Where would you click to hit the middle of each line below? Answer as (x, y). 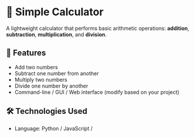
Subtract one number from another (57, 73)
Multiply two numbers (41, 79)
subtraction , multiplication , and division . (57, 34)
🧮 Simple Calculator (55, 12)
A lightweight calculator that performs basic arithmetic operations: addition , (98, 28)
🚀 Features (26, 53)
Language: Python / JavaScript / (53, 128)
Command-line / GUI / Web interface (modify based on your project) (97, 92)
